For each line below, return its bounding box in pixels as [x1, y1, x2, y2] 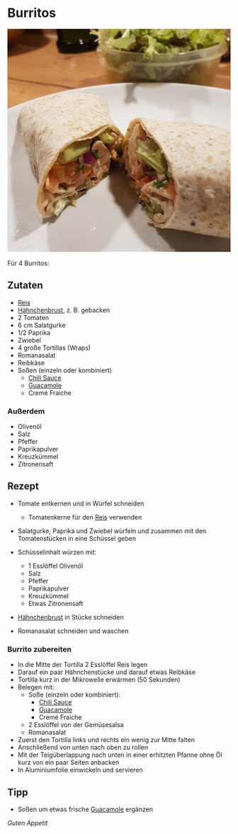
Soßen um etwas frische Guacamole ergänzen [17, 805, 154, 813]
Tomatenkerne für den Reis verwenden [28, 513, 142, 521]
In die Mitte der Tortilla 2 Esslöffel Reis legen [17, 661, 147, 669]
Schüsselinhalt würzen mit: [17, 547, 97, 556]
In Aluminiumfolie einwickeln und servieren [17, 766, 143, 775]
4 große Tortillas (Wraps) [17, 343, 91, 352]
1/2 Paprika [17, 328, 51, 337]
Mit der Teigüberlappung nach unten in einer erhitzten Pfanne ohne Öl [17, 750, 222, 759]
